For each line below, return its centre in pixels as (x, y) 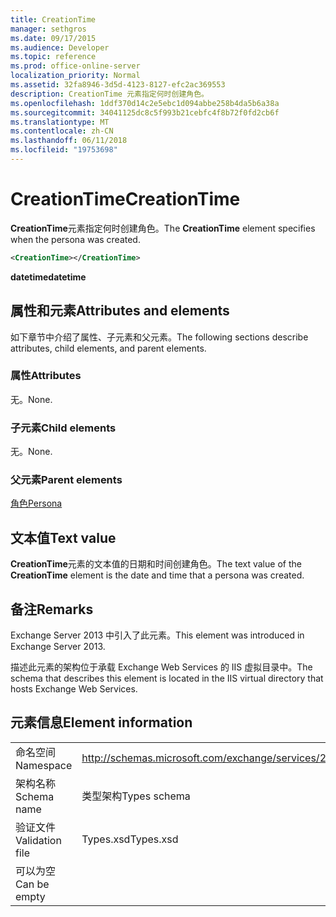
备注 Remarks (52, 609)
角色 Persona (36, 503)
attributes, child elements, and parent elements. (108, 348)
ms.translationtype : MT (60, 122)
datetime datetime (48, 277)
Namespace (44, 765)
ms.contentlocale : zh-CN (62, 131)
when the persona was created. (75, 239)
